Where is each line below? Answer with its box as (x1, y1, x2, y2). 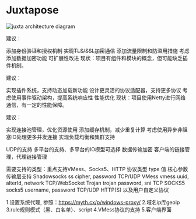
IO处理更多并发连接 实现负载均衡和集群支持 (10, 133, 116, 140)
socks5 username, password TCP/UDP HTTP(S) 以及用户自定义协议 (6, 186, 169, 193)
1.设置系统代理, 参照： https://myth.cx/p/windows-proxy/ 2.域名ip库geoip (6, 199, 180, 206)
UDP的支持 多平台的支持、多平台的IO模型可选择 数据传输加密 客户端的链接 (6, 145, 185, 152)
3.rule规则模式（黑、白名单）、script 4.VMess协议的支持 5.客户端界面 (6, 206, 172, 213)
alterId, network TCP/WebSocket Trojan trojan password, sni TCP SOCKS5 (6, 179, 185, 186)
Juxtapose (6, 4, 60, 17)
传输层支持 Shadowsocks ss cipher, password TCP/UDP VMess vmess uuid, (6, 173, 189, 180)
